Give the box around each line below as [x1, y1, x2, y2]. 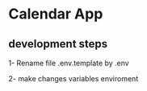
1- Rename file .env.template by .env [8, 58, 129, 68]
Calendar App [8, 5, 103, 23]
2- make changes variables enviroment [8, 74, 139, 83]
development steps [8, 37, 108, 51]
